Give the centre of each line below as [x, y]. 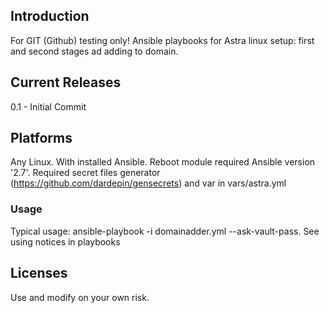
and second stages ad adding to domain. [94, 51]
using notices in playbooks [65, 241]
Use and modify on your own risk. [80, 297]
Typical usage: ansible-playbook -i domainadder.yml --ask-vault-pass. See [165, 231]
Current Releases [66, 82]
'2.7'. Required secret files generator [85, 173]
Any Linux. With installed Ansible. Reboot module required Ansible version [163, 162]
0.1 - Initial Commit [48, 106]
